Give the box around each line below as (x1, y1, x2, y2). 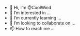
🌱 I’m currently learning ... (9, 15, 62, 20)
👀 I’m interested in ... (9, 10, 51, 16)
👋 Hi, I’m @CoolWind (9, 5, 51, 10)
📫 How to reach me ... (9, 26, 55, 31)
